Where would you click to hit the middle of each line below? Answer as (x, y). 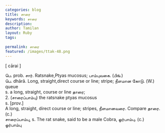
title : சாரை (18, 14)
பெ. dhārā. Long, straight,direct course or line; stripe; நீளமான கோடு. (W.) (80, 81)
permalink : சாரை (22, 47)
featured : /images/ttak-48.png (38, 51)
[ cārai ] (13, 66)
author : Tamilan (22, 28)
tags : (11, 38)
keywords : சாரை (21, 19)
